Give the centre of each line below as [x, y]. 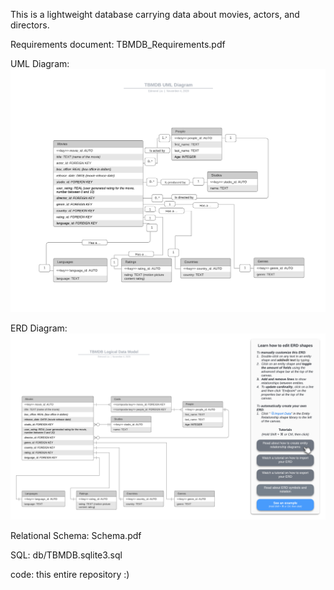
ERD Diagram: [39, 328]
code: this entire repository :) [70, 574]
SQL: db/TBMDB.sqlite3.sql [66, 555]
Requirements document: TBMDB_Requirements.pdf [118, 44]
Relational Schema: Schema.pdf [76, 535]
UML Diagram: [40, 63]
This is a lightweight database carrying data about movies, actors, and [155, 14]
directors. [30, 25]
